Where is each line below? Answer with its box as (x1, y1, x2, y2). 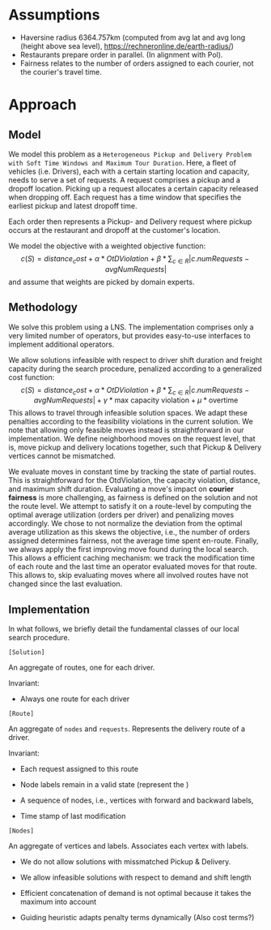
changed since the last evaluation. (8, 579, 123, 589)
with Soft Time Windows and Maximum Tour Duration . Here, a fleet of (8, 157, 237, 167)
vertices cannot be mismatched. (8, 451, 116, 461)
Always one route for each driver (19, 694, 130, 704)
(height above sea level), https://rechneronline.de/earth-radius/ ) (19, 41, 235, 50)
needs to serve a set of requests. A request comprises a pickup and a (8, 174, 241, 184)
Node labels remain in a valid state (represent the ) (19, 780, 189, 790)
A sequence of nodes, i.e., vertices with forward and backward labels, (19, 795, 254, 805)
